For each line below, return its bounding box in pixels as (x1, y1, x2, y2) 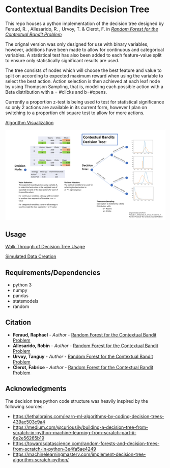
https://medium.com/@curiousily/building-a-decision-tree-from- (12, 424, 149, 430)
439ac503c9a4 (12, 419, 46, 425)
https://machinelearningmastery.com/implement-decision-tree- (12, 451, 146, 457)
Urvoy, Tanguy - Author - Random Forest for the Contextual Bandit (12, 353, 153, 359)
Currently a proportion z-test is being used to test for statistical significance (5, 98, 164, 105)
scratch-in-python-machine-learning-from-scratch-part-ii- (12, 429, 136, 435)
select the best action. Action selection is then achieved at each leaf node (5, 78, 160, 84)
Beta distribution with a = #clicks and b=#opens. (5, 89, 107, 95)
